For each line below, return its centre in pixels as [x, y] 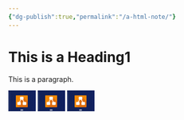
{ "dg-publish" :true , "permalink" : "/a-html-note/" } [92, 17]
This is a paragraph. [41, 79]
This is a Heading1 [70, 57]
